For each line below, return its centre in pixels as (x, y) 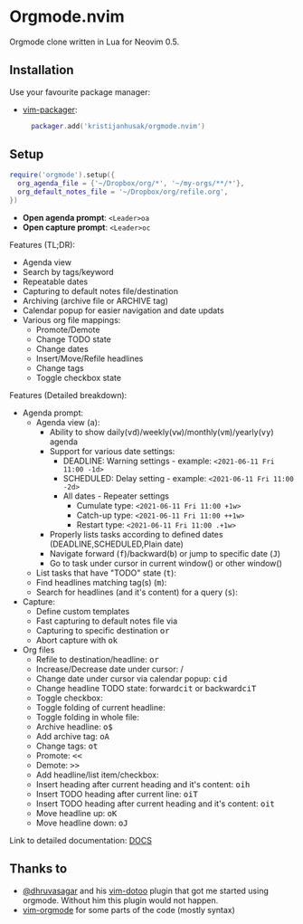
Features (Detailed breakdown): (68, 395)
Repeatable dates (55, 281)
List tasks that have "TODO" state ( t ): (106, 573)
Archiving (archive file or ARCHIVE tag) (95, 300)
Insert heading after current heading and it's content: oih (143, 784)
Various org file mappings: (71, 319)
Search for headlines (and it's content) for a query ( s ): (137, 592)
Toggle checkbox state (79, 377)
